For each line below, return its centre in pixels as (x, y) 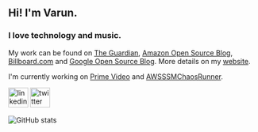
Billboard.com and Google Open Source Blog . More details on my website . (129, 61)
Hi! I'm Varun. (43, 13)
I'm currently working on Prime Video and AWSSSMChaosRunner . (116, 76)
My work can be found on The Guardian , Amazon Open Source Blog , (120, 53)
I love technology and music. (65, 36)
